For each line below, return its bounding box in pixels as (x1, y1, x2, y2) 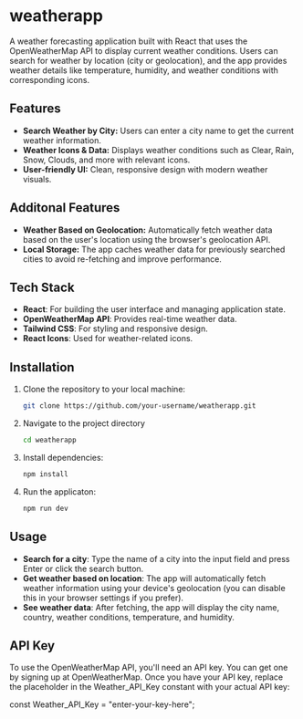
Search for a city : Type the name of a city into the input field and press (22, 553, 290, 564)
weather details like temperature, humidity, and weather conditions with (9, 65, 278, 76)
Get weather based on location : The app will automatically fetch (22, 572, 266, 584)
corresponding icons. (9, 74, 89, 85)
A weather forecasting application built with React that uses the (9, 36, 248, 47)
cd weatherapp (22, 435, 77, 445)
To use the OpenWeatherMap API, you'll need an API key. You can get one (9, 662, 288, 673)
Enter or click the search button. (22, 563, 144, 574)
